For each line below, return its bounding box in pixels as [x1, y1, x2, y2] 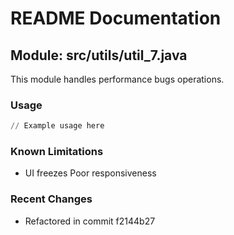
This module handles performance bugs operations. [10, 73, 225, 85]
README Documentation [10, 7, 222, 30]
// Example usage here [10, 121, 105, 131]
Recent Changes [10, 192, 93, 206]
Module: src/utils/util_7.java [10, 47, 188, 64]
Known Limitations [10, 145, 104, 159]
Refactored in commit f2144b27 [24, 215, 156, 227]
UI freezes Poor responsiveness [24, 167, 157, 179]
